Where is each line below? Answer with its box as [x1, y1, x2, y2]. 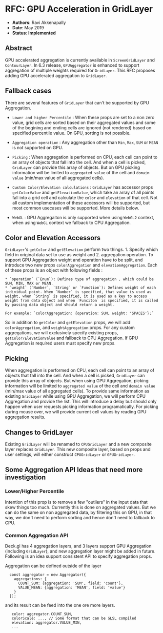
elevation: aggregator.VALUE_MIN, [11, 620, 82, 625]
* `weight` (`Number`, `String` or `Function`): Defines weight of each [5, 286, 156, 290]
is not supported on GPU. [12, 144, 63, 150]
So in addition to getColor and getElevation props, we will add [5, 320, 131, 326]
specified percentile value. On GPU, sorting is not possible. [12, 130, 131, 136]
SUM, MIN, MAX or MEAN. [5, 281, 54, 286]
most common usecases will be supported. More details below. [12, 205, 139, 211]
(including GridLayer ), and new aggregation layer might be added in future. [5, 548, 156, 554]
